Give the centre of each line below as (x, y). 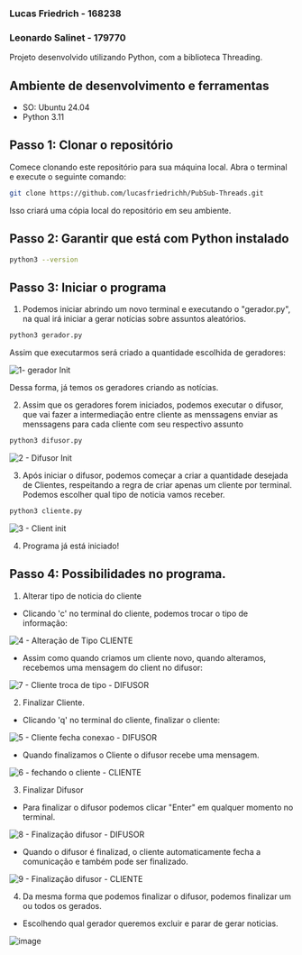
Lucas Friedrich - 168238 (65, 14)
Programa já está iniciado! (71, 546)
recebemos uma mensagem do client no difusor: (112, 667)
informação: (45, 623)
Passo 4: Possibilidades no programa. (118, 574)
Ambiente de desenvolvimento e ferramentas (139, 85)
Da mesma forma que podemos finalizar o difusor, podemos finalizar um (156, 896)
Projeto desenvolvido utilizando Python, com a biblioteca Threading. (136, 58)
